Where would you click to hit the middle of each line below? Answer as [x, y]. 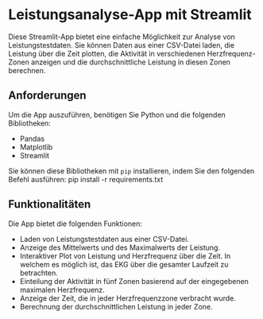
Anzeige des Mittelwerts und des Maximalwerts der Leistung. [120, 247]
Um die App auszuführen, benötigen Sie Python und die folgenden [117, 115]
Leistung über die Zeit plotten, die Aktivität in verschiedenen [107, 53]
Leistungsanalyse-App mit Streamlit [130, 15]
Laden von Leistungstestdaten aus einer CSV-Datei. [104, 239]
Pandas [32, 138]
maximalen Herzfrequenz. [62, 290]
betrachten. [39, 273]
